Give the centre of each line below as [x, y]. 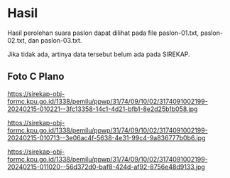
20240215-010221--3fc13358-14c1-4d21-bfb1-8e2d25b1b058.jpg [103, 109]
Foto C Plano [36, 77]
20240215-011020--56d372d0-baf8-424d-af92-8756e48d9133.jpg [106, 167]
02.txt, [17, 40]
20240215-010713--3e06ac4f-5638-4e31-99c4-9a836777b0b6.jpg [106, 137]
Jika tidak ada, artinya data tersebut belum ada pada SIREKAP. [99, 54]
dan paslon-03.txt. [55, 40]
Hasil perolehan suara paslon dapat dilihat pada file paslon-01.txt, [103, 33]
